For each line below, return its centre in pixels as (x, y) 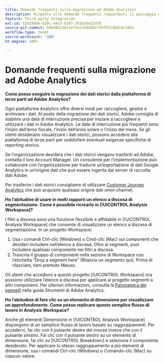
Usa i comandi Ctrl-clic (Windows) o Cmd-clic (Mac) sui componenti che (85, 239)
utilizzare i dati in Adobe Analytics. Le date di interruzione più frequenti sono (82, 124)
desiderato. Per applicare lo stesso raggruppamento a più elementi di (74, 345)
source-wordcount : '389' (30, 37)
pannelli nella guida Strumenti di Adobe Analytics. (55, 290)
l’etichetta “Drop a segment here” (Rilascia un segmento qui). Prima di (82, 260)
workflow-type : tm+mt (27, 32)
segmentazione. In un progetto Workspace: (49, 229)
